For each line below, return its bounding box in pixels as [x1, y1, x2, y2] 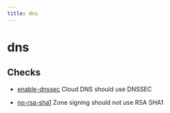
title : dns [7, 10, 39, 17]
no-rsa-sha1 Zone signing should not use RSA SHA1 [17, 98, 164, 106]
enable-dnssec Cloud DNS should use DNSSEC [17, 85, 153, 93]
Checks [7, 66, 41, 79]
